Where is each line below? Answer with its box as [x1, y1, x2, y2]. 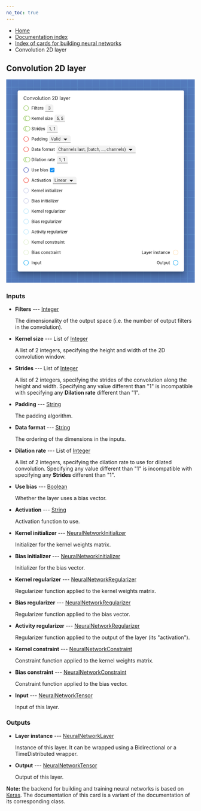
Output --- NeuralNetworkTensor [14, 761, 98, 769]
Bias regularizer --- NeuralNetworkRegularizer [14, 599, 131, 606]
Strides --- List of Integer [14, 365, 78, 372]
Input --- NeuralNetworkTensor [14, 692, 93, 699]
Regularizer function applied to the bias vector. [14, 611, 130, 618]
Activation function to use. [14, 518, 80, 525]
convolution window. [14, 353, 66, 361]
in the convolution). [14, 323, 63, 331]
